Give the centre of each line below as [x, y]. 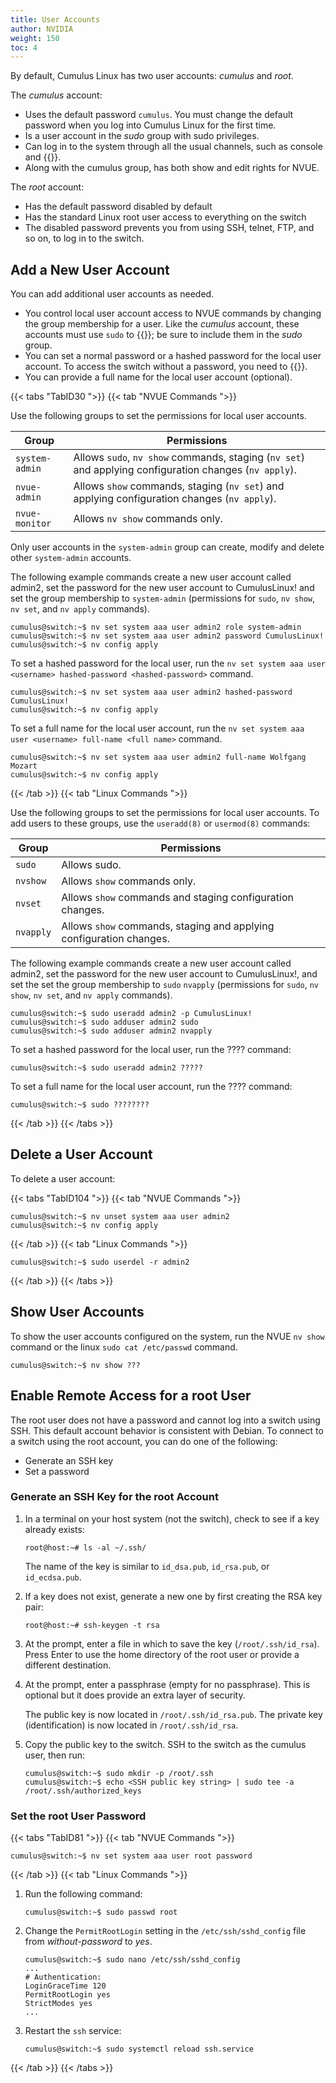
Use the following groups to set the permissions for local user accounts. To [165, 813]
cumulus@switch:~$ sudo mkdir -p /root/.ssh [119, 1773]
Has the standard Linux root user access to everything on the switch [165, 217]
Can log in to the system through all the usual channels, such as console [173, 147]
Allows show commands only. [129, 881]
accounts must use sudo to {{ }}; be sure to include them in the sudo [163, 335]
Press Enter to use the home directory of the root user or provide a [162, 1654]
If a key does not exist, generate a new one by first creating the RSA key [173, 1596]
